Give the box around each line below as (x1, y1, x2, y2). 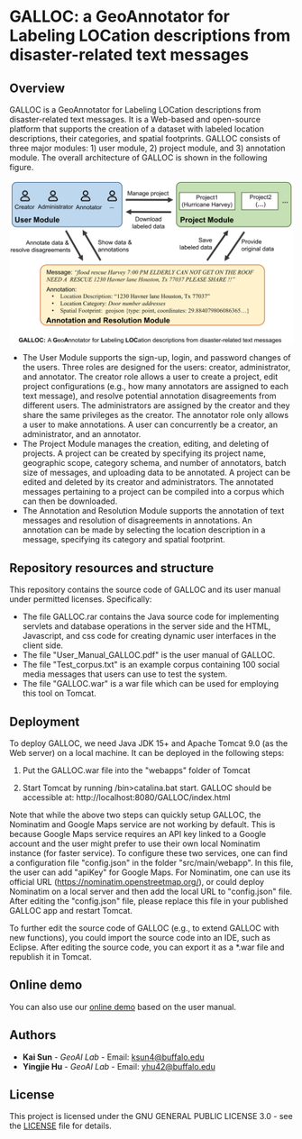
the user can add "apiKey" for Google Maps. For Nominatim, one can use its (9, 867, 291, 878)
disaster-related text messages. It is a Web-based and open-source (9, 114, 261, 124)
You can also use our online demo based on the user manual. (9, 1001, 237, 1012)
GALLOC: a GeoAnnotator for (9, 6, 230, 27)
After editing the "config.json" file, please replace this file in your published (9, 895, 288, 907)
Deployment (9, 714, 80, 729)
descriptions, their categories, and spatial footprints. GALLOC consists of (9, 133, 281, 143)
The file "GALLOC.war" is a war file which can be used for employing (22, 679, 279, 689)
